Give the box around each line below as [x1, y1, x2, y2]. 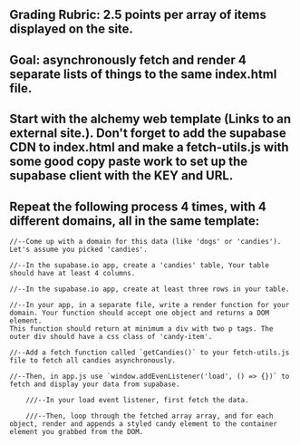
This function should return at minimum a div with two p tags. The [9, 324, 274, 334]
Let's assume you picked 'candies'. [9, 245, 148, 254]
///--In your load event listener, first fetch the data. [25, 395, 249, 404]
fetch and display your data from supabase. [9, 380, 180, 389]
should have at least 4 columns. [9, 268, 136, 277]
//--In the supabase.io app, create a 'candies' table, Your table [9, 260, 270, 270]
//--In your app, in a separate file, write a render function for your [9, 300, 290, 309]
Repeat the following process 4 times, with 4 [9, 198, 267, 214]
